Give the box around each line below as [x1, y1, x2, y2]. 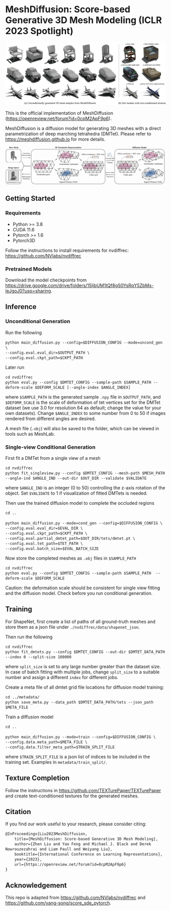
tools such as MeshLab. [5, 431, 55, 437]
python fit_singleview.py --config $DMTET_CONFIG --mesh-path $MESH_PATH [5, 471, 165, 476]
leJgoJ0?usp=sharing [5, 288, 51, 294]
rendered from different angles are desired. [5, 415, 96, 422]
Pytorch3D [12, 237, 36, 243]
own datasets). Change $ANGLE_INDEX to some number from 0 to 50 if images [5, 410, 166, 416]
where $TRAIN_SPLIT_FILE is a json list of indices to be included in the [5, 753, 150, 760]
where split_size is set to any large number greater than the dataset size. [5, 663, 161, 669]
